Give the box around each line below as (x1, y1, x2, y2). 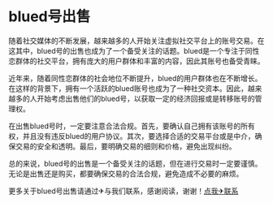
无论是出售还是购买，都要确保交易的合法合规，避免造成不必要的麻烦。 (8, 168, 244, 179)
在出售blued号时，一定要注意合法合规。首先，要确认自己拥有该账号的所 (8, 121, 248, 131)
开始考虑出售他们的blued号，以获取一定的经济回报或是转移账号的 (36, 93, 255, 103)
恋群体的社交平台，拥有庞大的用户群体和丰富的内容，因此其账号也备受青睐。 (8, 56, 265, 66)
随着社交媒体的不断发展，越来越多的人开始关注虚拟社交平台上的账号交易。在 (8, 36, 265, 45)
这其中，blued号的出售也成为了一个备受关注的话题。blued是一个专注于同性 (8, 45, 260, 55)
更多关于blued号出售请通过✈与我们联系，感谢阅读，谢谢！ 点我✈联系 (8, 186, 239, 196)
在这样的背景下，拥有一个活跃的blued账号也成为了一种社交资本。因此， (8, 83, 248, 93)
